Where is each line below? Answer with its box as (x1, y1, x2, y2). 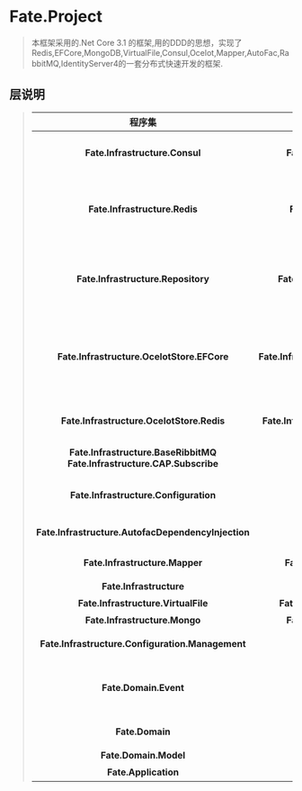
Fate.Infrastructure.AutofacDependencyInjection (35, 525, 250, 538)
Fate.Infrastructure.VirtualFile (77, 596, 209, 609)
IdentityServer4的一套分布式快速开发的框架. (60, 58, 223, 68)
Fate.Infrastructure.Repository (75, 272, 209, 285)
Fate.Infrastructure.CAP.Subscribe (67, 457, 218, 469)
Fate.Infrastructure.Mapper (84, 556, 203, 568)
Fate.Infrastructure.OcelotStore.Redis (61, 414, 226, 427)
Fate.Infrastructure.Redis (88, 203, 198, 215)
